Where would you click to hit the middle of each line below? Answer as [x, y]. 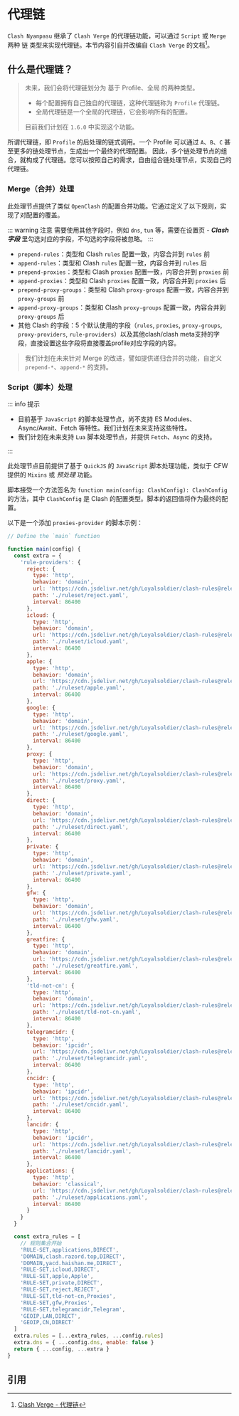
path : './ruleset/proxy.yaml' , [79, 781]
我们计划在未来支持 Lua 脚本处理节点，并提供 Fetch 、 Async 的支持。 [117, 437]
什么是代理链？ [40, 69]
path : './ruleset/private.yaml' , [83, 873]
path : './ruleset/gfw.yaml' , [76, 919]
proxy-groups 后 [41, 316]
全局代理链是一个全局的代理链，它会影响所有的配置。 [113, 112]
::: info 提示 [24, 404]
